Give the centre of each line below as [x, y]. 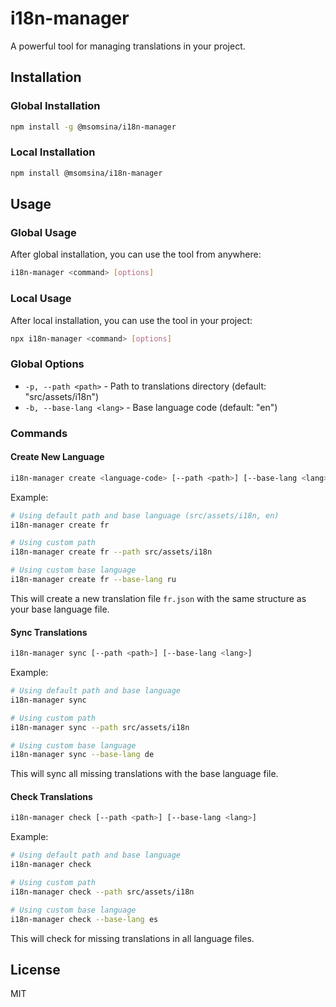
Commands [39, 433]
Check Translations [51, 796]
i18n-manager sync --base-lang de [82, 755]
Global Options [47, 364]
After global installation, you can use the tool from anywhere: [136, 254]
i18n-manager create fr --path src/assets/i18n [111, 552]
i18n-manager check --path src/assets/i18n [102, 892]
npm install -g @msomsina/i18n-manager [93, 127]
